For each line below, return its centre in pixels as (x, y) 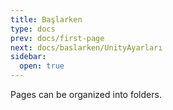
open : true (42, 66)
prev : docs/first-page (57, 38)
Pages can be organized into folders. (86, 94)
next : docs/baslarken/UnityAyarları (86, 47)
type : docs (33, 29)
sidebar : (28, 57)
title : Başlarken (46, 19)
